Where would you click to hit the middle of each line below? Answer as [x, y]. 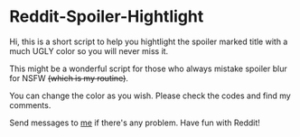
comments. [30, 105]
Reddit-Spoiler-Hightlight [107, 17]
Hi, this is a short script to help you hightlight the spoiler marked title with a [149, 41]
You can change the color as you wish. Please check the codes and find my [150, 96]
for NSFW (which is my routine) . [69, 78]
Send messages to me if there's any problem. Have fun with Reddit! [135, 123]
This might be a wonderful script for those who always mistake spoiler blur [148, 68]
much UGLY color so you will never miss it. [89, 50]
